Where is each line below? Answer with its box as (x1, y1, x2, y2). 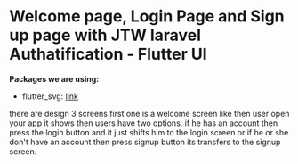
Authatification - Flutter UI (9, 45, 207, 64)
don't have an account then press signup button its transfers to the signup (9, 136, 281, 147)
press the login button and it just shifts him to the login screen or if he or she (9, 127, 289, 137)
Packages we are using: (9, 73, 100, 84)
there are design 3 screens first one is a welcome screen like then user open (9, 108, 290, 119)
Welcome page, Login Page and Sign (9, 6, 285, 27)
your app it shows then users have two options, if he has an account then (9, 118, 278, 128)
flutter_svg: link (21, 91, 78, 102)
